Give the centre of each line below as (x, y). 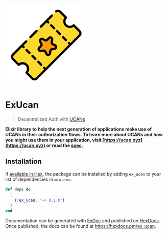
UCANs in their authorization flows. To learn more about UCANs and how (84, 134)
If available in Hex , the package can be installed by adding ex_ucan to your (83, 174)
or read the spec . (65, 145)
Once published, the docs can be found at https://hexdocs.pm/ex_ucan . (81, 226)
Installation (23, 162)
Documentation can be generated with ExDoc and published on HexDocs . (83, 221)
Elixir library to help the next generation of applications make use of (79, 129)
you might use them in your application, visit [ (55, 140)
